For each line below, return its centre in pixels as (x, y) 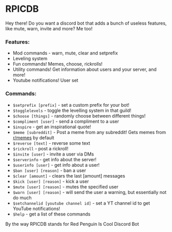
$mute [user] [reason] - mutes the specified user (65, 187)
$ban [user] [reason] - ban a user (49, 170)
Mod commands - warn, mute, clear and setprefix (65, 53)
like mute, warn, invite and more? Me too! (49, 28)
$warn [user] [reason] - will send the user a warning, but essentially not (90, 192)
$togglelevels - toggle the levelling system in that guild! (72, 110)
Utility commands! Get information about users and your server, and (84, 69)
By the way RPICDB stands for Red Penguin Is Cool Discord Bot (72, 224)
